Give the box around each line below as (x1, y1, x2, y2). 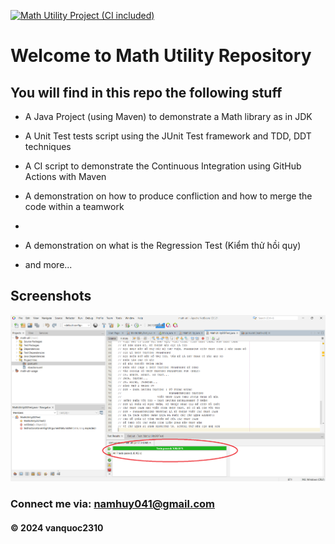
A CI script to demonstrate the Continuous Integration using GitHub (24, 160, 302, 172)
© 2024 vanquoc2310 (10, 521, 104, 534)
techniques (24, 141, 72, 152)
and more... (24, 259, 73, 270)
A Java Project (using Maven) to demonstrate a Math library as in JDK (24, 111, 313, 122)
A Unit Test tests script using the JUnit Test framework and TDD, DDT (24, 130, 312, 142)
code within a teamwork (24, 201, 125, 212)
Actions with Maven (24, 171, 107, 182)
